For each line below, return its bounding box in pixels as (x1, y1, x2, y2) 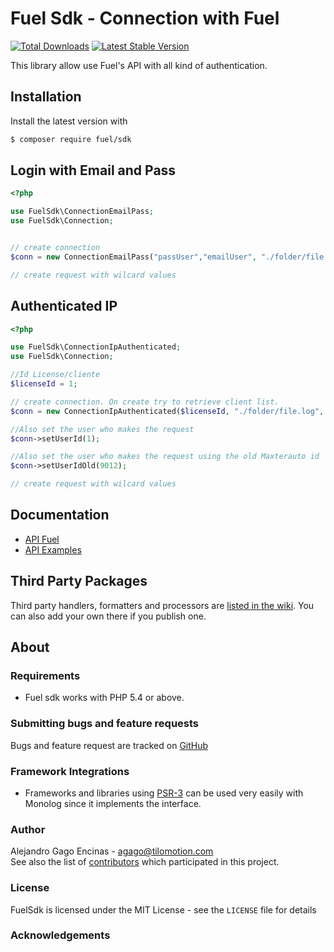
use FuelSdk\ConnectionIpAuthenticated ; (10, 342, 182, 352)
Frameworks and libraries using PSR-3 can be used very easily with (24, 787, 304, 799)
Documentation (10, 507, 110, 524)
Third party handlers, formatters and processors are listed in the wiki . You (10, 599, 315, 611)
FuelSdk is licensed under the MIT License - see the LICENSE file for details (10, 903, 317, 916)
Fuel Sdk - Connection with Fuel (10, 7, 280, 30)
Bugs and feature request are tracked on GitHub (10, 739, 209, 751)
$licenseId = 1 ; (10, 379, 78, 389)
